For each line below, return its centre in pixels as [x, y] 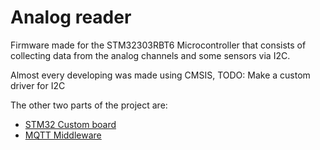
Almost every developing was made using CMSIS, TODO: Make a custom [160, 75]
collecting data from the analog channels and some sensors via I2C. [150, 55]
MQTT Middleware [63, 135]
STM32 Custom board [70, 124]
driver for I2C [38, 85]
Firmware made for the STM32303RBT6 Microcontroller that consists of [158, 45]
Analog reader [71, 17]
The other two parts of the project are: [89, 105]
